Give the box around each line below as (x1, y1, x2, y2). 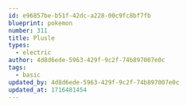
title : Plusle (8, 33, 56, 42)
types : (8, 41, 30, 49)
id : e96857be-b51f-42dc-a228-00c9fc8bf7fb (8, 11, 151, 20)
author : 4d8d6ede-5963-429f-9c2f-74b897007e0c (8, 57, 166, 65)
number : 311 (8, 26, 48, 34)
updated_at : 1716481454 (8, 85, 88, 94)
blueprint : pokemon (8, 19, 73, 27)
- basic (15, 71, 41, 79)
